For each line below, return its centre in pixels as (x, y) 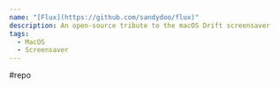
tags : (19, 33)
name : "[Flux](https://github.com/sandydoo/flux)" (104, 17)
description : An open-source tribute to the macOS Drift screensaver (140, 26)
